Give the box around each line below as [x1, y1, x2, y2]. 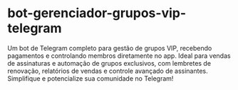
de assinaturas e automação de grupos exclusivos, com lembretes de [7, 59, 212, 67]
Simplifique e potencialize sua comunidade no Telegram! [7, 74, 174, 83]
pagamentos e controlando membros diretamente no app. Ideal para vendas [7, 51, 231, 60]
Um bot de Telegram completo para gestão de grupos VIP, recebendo [7, 44, 212, 52]
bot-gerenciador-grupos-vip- [7, 5, 187, 21]
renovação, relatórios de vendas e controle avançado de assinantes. [7, 66, 208, 75]
